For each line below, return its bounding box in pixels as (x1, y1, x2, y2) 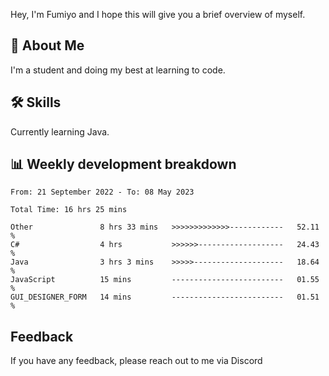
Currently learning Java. (10, 125, 110, 138)
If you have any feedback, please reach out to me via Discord (10, 355, 263, 367)
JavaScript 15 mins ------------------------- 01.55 (10, 275, 320, 285)
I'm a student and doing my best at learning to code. (10, 64, 226, 76)
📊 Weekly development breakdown (10, 156, 237, 173)
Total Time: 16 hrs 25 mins (10, 205, 128, 215)
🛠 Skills (10, 94, 62, 111)
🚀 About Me (10, 37, 85, 54)
